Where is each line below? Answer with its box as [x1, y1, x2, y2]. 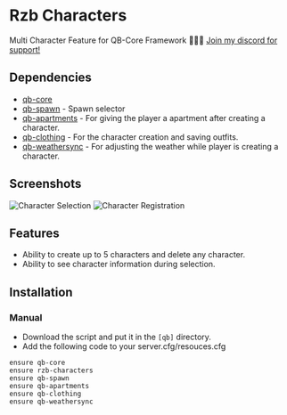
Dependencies [9, 70, 92, 85]
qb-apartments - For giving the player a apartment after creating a [21, 112, 266, 123]
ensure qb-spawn [9, 374, 70, 383]
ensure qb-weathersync [9, 397, 94, 406]
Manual [9, 311, 43, 323]
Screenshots [9, 176, 82, 191]
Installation [9, 284, 73, 299]
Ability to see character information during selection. [21, 259, 216, 270]
